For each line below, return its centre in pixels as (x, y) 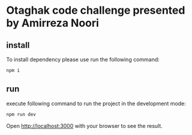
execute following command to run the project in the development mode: (96, 103)
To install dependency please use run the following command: (83, 59)
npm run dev (21, 114)
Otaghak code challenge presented (96, 10)
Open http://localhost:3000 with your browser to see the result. (85, 125)
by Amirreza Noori (52, 23)
